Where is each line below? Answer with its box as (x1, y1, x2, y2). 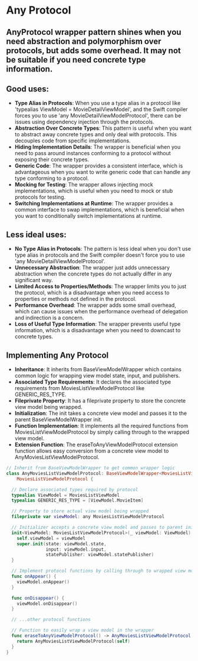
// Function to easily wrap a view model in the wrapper (11, 627, 154, 633)
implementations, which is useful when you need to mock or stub (14, 187, 173, 195)
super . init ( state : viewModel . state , (16, 541, 107, 547)
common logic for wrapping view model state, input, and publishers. (14, 372, 180, 379)
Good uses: (6, 84, 49, 94)
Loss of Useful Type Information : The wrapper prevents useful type (14, 320, 181, 328)
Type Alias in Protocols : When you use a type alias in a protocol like (14, 100, 181, 107)
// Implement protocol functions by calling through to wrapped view (11, 568, 186, 574)
